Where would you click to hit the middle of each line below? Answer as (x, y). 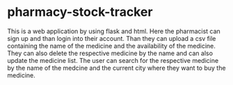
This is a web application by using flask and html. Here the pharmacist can (114, 31)
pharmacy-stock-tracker (80, 12)
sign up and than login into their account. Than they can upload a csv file (112, 38)
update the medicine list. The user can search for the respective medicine (113, 60)
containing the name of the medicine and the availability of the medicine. (111, 46)
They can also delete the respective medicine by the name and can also (110, 53)
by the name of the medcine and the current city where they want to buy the (116, 68)
